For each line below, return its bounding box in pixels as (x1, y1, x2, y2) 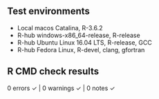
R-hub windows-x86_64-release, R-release (17, 31, 140, 39)
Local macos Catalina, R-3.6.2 (17, 23, 103, 32)
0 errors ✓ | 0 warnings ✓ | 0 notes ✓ (7, 84, 115, 92)
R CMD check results (7, 65, 100, 78)
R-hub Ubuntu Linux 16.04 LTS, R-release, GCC (17, 38, 152, 47)
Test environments (7, 5, 90, 17)
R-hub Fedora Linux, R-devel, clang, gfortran (17, 45, 145, 54)
